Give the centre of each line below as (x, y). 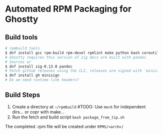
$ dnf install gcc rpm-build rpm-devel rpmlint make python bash (72, 53)
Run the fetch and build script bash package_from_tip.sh (68, 117)
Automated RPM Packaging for (68, 9)
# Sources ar (18, 62)
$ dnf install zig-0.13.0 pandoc (39, 67)
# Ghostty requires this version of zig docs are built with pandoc (76, 57)
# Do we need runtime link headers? (42, 80)
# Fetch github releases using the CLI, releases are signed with (73, 71)
